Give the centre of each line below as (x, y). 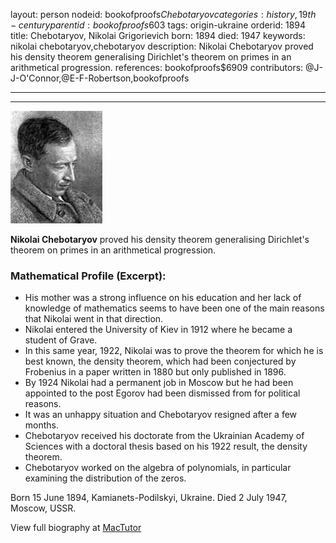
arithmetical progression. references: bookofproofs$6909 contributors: (157, 67)
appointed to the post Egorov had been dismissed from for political (162, 393)
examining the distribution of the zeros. (105, 478)
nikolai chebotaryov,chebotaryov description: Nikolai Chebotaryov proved (162, 46)
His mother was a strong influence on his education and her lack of (163, 298)
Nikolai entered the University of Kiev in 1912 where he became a (158, 330)
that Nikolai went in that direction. (94, 319)
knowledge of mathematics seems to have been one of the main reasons (174, 308)
